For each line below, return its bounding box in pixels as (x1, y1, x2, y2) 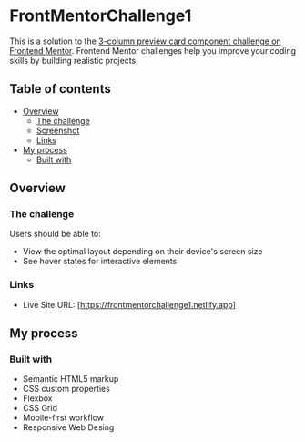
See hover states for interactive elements (22, 256, 178, 267)
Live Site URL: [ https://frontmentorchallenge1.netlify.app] (22, 299, 237, 310)
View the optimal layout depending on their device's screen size (22, 246, 263, 257)
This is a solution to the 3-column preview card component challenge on (9, 36, 282, 46)
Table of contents (9, 81, 111, 97)
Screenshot (36, 125, 80, 136)
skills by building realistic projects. (9, 55, 138, 66)
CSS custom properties (22, 384, 111, 395)
